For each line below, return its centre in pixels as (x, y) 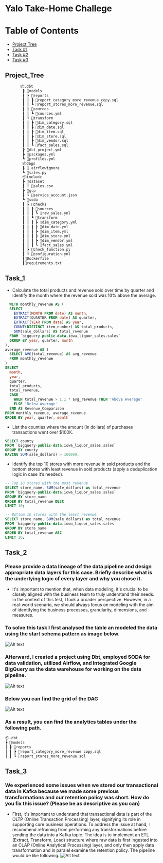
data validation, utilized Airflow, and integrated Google (71, 663)
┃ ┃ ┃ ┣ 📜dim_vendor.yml (48, 240)
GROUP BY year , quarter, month (41, 340)
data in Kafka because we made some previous (62, 791)
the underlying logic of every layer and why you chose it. (74, 578)
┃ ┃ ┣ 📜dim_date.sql (43, 127)
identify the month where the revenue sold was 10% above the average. (84, 295)
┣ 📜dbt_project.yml (42, 150)
